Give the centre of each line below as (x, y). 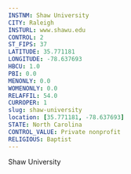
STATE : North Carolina (45, 125)
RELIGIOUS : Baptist (40, 139)
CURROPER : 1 (27, 103)
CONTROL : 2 (26, 37)
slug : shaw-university (45, 111)
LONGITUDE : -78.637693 (45, 60)
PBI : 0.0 (22, 74)
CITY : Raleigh (31, 23)
